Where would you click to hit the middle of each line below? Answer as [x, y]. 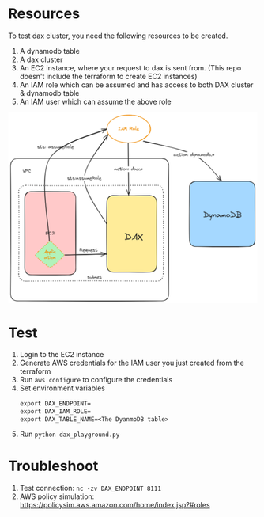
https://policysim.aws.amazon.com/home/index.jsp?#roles [115, 505]
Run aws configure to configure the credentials [96, 380]
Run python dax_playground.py [70, 434]
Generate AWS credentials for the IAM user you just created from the [132, 363]
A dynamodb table [50, 51]
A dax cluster [41, 59]
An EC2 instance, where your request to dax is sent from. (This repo [130, 67]
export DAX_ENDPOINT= [55, 404]
